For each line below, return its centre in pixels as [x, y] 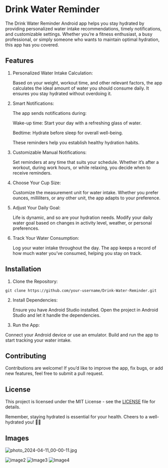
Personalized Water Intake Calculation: [53, 73]
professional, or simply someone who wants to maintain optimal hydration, [82, 39]
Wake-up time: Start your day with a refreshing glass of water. [77, 123]
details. [13, 407]
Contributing [26, 356]
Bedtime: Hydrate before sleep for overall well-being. [68, 133]
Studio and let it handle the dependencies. [57, 315]
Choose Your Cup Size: [37, 183]
